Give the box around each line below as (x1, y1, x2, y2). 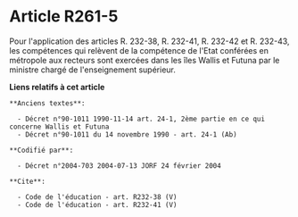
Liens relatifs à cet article (9, 81, 105, 92)
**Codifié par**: (9, 146, 74, 154)
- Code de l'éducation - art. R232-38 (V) (17, 192, 178, 202)
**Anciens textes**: (9, 98, 87, 108)
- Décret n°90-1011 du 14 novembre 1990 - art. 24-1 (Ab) (17, 129, 238, 139)
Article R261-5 (9, 6, 119, 27)
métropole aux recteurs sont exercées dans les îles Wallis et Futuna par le (9, 54, 280, 65)
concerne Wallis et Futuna (9, 122, 110, 131)
